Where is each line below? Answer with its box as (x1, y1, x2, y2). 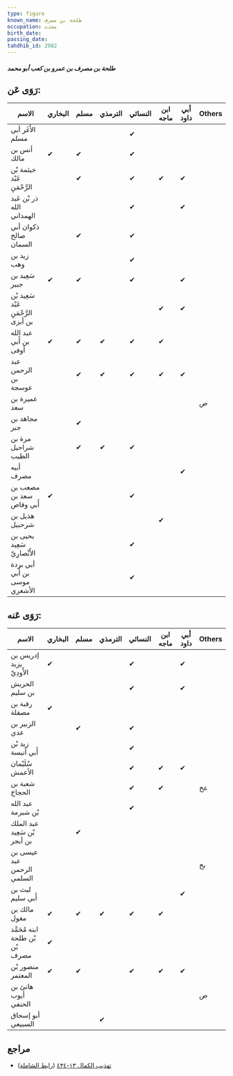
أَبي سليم (10, 893, 37, 903)
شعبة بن (10, 779, 35, 789)
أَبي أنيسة (10, 748, 39, 757)
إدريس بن (10, 650, 40, 660)
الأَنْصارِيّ (10, 548, 36, 558)
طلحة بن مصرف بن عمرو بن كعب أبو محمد (7, 64, 116, 72)
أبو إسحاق (10, 1011, 40, 1020)
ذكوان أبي (10, 222, 40, 232)
